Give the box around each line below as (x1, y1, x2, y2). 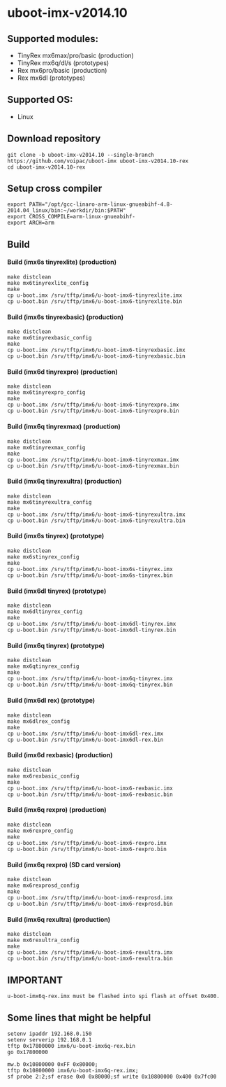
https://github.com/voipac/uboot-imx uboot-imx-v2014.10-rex (7, 157, 189, 164)
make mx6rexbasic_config (7, 772, 80, 780)
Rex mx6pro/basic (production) (17, 66, 107, 74)
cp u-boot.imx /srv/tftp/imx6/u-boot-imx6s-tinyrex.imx (7, 566, 173, 573)
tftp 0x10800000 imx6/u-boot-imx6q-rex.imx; (7, 1067, 139, 1074)
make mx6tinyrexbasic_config (7, 335, 92, 342)
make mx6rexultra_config (7, 937, 80, 944)
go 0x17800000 (7, 1049, 49, 1056)
